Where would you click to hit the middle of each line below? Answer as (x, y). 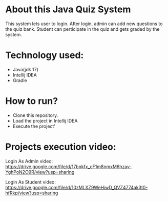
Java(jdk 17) (25, 69)
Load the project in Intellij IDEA (45, 120)
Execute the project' (34, 126)
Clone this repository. (35, 115)
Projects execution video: (61, 147)
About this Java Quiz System (68, 9)
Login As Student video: (31, 182)
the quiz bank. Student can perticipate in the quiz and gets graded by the (82, 29)
